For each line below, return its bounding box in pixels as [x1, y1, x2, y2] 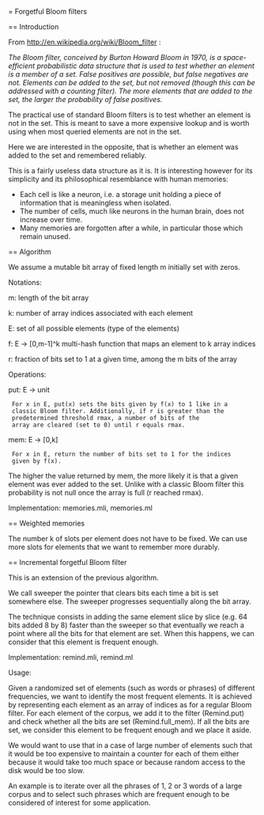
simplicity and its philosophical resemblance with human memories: [8, 174, 228, 184]
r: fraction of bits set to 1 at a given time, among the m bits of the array [8, 354, 238, 363]
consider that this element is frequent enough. [8, 637, 160, 646]
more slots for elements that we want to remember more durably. [8, 542, 220, 552]
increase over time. [19, 215, 83, 224]
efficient [8, 61, 36, 70]
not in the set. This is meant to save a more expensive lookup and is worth [8, 119, 250, 127]
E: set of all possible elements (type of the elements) [8, 324, 180, 333]
